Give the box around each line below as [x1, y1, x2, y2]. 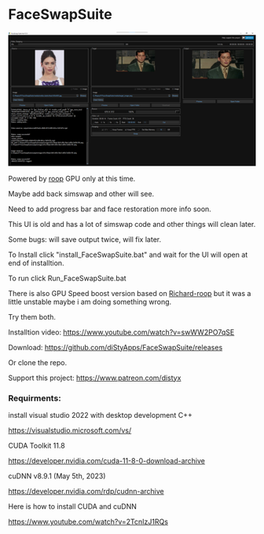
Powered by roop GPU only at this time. [8, 174, 136, 183]
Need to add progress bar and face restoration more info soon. [8, 204, 212, 214]
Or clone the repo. [8, 357, 68, 367]
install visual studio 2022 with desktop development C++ [8, 410, 192, 419]
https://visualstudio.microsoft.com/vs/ [8, 426, 132, 435]
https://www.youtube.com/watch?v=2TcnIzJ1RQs [8, 517, 169, 526]
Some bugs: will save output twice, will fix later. [8, 234, 162, 244]
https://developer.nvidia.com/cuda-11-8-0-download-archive [8, 455, 206, 465]
